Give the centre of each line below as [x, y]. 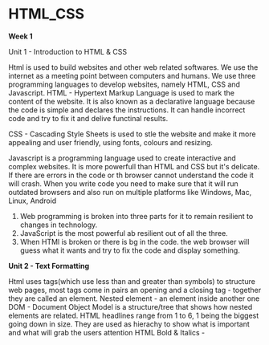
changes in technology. [59, 225]
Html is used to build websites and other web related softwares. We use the [133, 67]
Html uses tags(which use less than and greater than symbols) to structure [132, 281]
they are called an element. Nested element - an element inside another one [134, 298]
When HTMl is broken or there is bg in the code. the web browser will [134, 241]
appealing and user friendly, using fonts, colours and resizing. [110, 142]
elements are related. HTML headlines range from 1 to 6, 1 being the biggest [134, 315]
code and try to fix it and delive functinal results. [88, 118]
